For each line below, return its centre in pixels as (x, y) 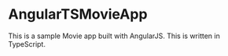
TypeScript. (27, 44)
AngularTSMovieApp (78, 14)
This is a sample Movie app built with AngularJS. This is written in (114, 36)
